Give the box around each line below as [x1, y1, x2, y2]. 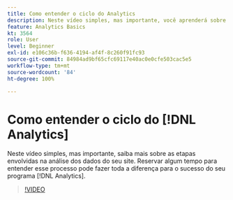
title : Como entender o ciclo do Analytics [7, 10, 136, 17]
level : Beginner [7, 43, 54, 50]
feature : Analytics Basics [7, 23, 86, 30]
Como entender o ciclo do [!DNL [7, 111, 197, 127]
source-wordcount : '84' [7, 69, 77, 76]
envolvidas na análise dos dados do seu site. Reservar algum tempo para [7, 157, 218, 165]
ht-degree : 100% [7, 75, 54, 83]
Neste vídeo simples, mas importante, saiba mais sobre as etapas [7, 150, 196, 158]
